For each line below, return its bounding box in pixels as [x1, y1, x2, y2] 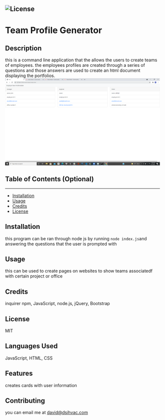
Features [5, 369, 33, 378]
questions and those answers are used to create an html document [5, 67, 141, 74]
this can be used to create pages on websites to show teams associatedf [5, 268, 153, 274]
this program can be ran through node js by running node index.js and [5, 235, 147, 241]
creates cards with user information [5, 382, 77, 388]
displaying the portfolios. [5, 73, 55, 79]
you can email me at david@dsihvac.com [5, 410, 88, 416]
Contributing [5, 396, 45, 405]
